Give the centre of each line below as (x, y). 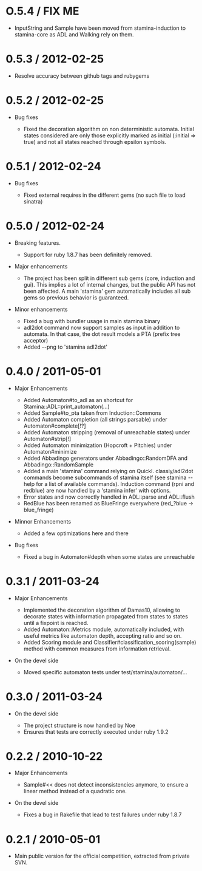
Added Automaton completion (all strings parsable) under (95, 419)
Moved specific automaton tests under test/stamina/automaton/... (105, 672)
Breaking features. (38, 243)
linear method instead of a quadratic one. (75, 791)
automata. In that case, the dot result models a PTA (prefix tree (102, 334)
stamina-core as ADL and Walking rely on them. (74, 34)
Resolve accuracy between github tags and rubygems (82, 76)
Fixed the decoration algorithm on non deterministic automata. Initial (109, 129)
